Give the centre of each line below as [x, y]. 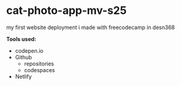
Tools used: [21, 39]
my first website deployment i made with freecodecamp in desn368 [90, 27]
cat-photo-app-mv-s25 [67, 11]
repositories [39, 64]
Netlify [23, 76]
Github [23, 57]
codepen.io [29, 51]
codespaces [40, 70]
